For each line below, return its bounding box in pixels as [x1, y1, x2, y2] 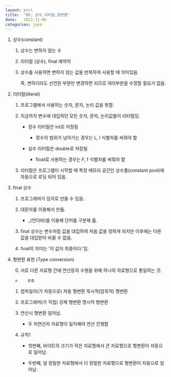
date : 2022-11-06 [5, 17, 47, 22]
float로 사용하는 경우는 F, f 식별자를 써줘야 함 [35, 156, 126, 163]
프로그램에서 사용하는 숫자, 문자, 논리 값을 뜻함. [20, 102, 114, 108]
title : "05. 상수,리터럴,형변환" [5, 12, 70, 17]
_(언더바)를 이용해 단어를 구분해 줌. [28, 217, 98, 224]
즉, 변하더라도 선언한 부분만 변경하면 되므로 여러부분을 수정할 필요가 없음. [20, 80, 166, 86]
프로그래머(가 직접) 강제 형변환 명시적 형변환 [20, 299, 109, 305]
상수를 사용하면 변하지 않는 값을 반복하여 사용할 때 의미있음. [20, 69, 139, 75]
